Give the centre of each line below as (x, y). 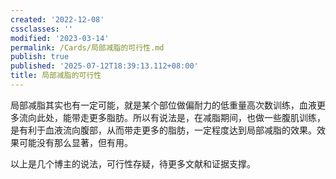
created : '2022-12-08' (57, 19)
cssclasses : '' (42, 29)
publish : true (40, 57)
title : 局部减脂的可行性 (56, 76)
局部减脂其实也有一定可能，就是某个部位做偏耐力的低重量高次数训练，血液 (163, 105)
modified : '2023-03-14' (60, 38)
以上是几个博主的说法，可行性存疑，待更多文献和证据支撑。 (133, 163)
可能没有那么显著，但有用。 (75, 142)
